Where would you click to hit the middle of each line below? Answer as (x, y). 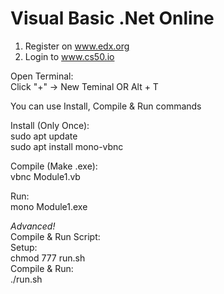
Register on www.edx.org (77, 46)
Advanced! (33, 226)
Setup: (24, 247)
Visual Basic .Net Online (112, 18)
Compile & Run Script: (55, 236)
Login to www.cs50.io (69, 56)
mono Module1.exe (49, 206)
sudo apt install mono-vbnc (67, 146)
